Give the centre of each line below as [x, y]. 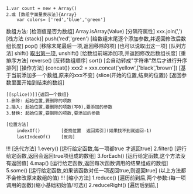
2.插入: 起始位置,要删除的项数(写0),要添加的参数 [59, 107]
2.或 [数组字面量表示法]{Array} [42, 15]
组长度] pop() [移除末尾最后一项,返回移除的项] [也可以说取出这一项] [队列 [94, 46]
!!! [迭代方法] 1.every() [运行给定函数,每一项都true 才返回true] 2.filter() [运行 [96, 148]
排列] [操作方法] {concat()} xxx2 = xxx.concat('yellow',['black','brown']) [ [94, 68]
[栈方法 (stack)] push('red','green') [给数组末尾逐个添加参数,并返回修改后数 [96, 39]
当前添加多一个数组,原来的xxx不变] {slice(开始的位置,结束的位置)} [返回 [96, 75]
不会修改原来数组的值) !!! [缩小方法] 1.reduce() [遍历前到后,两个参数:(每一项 [96, 178]
